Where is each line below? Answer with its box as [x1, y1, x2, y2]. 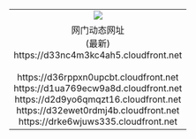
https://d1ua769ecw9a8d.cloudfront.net [13, 81, 183, 94]
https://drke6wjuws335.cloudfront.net [18, 115, 178, 127]
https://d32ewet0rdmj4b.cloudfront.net [16, 104, 180, 116]
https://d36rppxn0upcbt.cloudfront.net [17, 71, 179, 83]
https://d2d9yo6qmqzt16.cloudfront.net [14, 93, 182, 105]
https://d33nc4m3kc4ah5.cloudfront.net [13, 49, 183, 61]
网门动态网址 [71, 24, 125, 36]
